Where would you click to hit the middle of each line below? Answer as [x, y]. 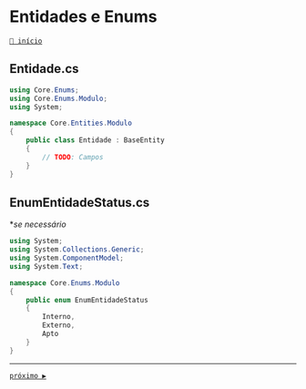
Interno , [59, 317]
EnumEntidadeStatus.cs [80, 202]
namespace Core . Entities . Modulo [71, 123]
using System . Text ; [46, 266]
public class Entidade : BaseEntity [96, 140]
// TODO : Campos [73, 157]
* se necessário [38, 224]
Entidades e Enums [83, 17]
